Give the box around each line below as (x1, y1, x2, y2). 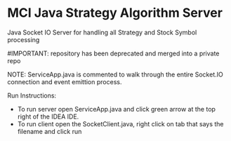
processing (7, 35, 40, 43)
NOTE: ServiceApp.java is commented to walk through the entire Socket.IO (7, 70, 223, 79)
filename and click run (17, 127, 82, 135)
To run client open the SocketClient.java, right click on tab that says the (17, 119, 224, 128)
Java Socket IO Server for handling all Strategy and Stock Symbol (7, 28, 197, 36)
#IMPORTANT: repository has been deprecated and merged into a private (7, 49, 220, 58)
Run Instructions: (7, 91, 57, 100)
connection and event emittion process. (7, 77, 122, 86)
